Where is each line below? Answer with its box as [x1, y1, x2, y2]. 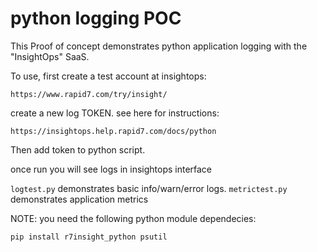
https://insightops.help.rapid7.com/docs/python [10, 126, 217, 136]
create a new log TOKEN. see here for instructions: [10, 107, 220, 119]
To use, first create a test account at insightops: [10, 70, 207, 82]
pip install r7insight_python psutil [10, 232, 168, 242]
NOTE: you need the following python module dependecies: [10, 212, 257, 224]
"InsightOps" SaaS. [10, 50, 90, 62]
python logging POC [10, 7, 182, 30]
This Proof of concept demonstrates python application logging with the [10, 40, 308, 52]
